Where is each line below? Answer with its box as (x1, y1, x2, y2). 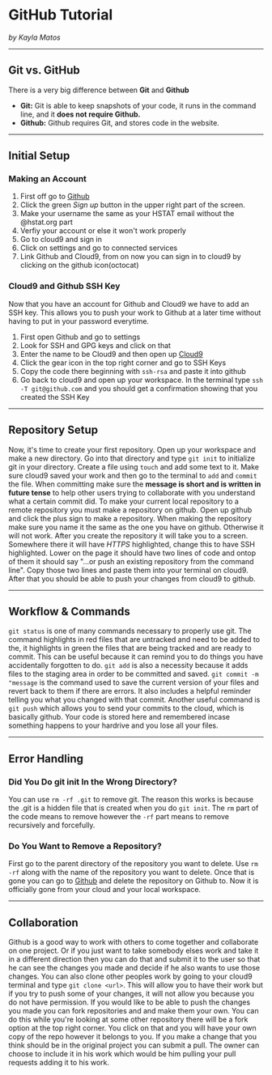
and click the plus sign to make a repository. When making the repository (8, 513, 253, 523)
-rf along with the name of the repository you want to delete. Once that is (8, 868, 255, 877)
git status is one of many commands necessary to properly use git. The (8, 626, 253, 636)
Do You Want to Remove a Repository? (8, 840, 162, 852)
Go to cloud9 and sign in (19, 235, 103, 244)
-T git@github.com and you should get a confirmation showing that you (19, 383, 257, 393)
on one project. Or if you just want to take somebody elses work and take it (8, 945, 259, 956)
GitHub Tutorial (8, 6, 113, 24)
